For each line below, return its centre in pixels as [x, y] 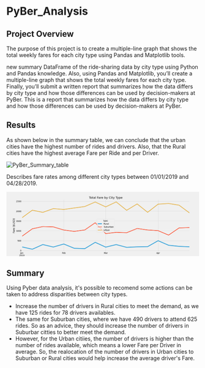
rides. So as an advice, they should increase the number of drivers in [102, 326]
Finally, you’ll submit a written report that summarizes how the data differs [100, 86]
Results [21, 125]
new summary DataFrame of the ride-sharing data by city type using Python [102, 67]
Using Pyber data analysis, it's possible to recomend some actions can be [99, 288]
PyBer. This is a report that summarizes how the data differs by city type [97, 100]
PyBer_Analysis [47, 11]
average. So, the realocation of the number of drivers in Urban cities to [104, 352]
